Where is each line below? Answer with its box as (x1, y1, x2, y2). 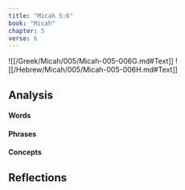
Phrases (8, 129, 37, 138)
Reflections (8, 171, 68, 184)
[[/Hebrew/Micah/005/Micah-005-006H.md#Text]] (8, 65, 179, 75)
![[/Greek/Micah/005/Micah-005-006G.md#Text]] (8, 56, 175, 66)
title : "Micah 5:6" (8, 11, 74, 20)
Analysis (8, 88, 54, 101)
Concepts (8, 147, 42, 157)
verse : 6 (8, 34, 38, 43)
